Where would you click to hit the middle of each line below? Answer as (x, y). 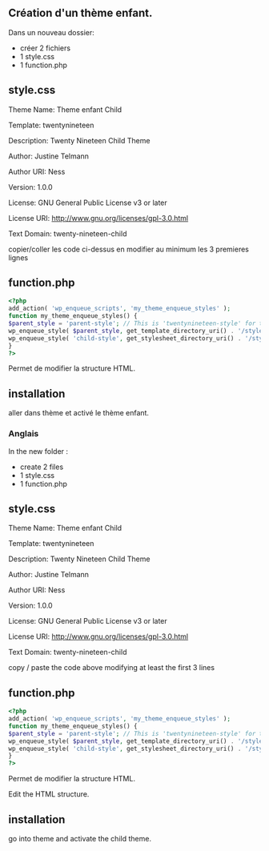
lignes (18, 257)
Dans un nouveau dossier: (51, 32)
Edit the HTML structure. (49, 794)
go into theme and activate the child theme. (80, 838)
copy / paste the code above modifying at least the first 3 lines (111, 668)
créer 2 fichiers (45, 48)
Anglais (24, 434)
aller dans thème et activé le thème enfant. (79, 413)
